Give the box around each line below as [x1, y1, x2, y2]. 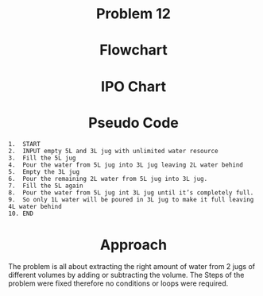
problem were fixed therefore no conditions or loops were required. [8, 279, 229, 288]
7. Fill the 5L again [8, 182, 83, 190]
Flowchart [99, 41, 168, 60]
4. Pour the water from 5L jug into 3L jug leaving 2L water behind [8, 160, 244, 169]
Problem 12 [96, 5, 171, 23]
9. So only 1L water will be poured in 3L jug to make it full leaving [8, 195, 254, 203]
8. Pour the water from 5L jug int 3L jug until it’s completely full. [8, 188, 254, 197]
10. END [8, 210, 34, 217]
